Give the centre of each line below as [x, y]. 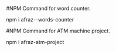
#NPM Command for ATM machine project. [58, 31]
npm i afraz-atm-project [35, 42]
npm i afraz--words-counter [40, 19]
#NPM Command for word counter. [48, 8]
